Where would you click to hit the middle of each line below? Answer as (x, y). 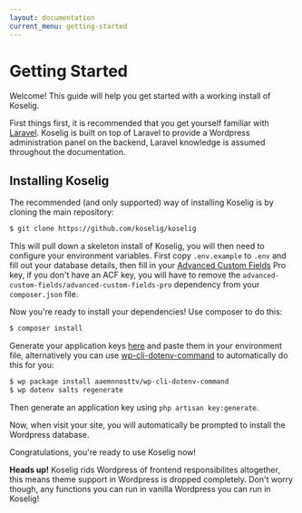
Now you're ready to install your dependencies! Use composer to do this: (146, 312)
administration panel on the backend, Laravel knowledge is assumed (137, 142)
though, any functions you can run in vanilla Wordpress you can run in (140, 489)
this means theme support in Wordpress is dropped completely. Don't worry (151, 479)
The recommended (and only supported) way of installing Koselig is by (141, 203)
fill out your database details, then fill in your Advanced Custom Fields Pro (148, 266)
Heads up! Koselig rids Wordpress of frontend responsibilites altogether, (145, 469)
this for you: (32, 365)
